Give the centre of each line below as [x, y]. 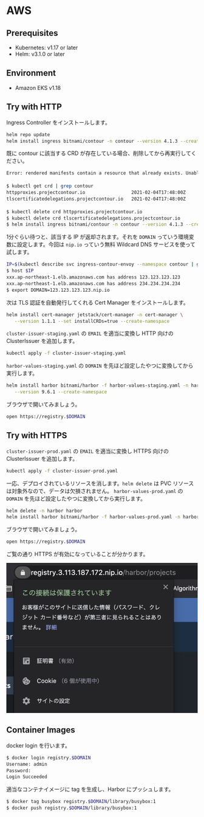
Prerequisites [32, 33]
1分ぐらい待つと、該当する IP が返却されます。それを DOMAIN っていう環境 [98, 237]
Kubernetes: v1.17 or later [46, 47]
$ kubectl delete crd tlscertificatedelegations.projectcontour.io [93, 218]
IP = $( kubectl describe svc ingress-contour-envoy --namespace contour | [100, 264]
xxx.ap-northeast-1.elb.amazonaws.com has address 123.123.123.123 [93, 277]
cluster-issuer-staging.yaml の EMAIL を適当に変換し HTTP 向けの [90, 333]
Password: [19, 770]
